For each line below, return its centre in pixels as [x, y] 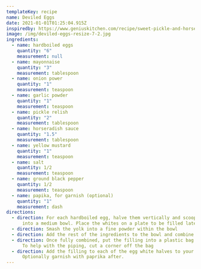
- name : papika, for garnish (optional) [63, 195]
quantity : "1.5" [37, 134]
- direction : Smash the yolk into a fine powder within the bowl [95, 229]
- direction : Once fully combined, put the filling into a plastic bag [103, 240]
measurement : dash [40, 207]
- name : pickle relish [40, 112]
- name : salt [28, 162]
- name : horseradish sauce [45, 129]
